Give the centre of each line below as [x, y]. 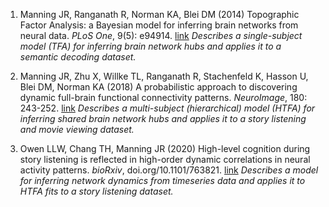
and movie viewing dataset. [77, 129]
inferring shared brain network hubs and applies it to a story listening [163, 118]
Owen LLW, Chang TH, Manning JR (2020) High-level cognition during [165, 148]
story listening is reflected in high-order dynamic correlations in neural [165, 159]
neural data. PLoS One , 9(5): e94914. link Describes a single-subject [161, 35]
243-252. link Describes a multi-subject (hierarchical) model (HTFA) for [167, 108]
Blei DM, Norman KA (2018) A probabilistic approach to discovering [158, 87]
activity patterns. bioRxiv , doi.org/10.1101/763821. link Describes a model [169, 170]
